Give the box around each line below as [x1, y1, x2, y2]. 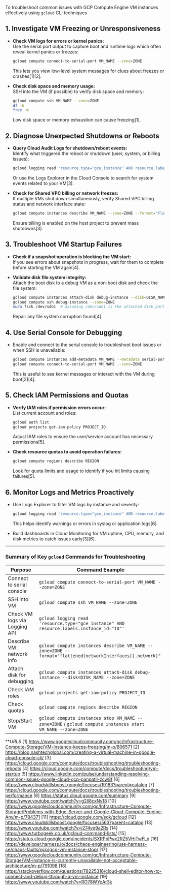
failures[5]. [12, 473, 35, 479]
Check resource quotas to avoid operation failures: [12, 449, 122, 455]
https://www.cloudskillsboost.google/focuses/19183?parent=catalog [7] [5, 782, 154, 788]
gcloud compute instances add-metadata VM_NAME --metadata [12, 357, 140, 362]
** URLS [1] [5, 739, 28, 745]
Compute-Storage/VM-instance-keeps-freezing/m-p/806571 [5, 744, 133, 750]
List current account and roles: [12, 410, 77, 416]
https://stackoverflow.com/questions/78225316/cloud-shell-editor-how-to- [5, 868, 162, 874]
